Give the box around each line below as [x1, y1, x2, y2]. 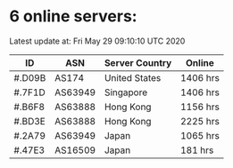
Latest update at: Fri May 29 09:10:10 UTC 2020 [9, 36, 186, 46]
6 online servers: [9, 6, 137, 27]
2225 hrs [179, 115, 221, 127]
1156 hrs [179, 100, 221, 113]
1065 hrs [179, 129, 221, 141]
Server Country [104, 56, 172, 68]
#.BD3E [13, 115, 46, 127]
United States [104, 71, 162, 84]
